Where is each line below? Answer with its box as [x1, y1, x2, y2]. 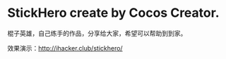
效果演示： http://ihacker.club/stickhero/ [7, 44, 123, 52]
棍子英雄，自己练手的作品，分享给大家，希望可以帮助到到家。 [7, 29, 187, 37]
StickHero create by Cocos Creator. [7, 5, 220, 21]
